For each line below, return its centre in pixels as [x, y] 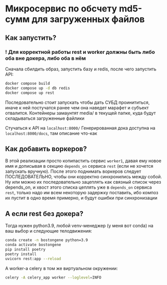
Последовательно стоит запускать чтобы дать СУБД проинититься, [78, 102]
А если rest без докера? [44, 213]
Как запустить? [31, 38]
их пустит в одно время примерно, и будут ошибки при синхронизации [81, 198]
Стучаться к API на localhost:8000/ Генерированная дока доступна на [80, 128]
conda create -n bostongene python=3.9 [47, 240]
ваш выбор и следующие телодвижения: [49, 231]
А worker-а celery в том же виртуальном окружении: [62, 268]
